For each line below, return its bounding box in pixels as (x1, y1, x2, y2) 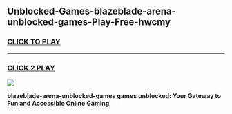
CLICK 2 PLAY (7, 63, 55, 73)
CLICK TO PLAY (7, 37, 61, 47)
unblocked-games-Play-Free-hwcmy (7, 17, 171, 28)
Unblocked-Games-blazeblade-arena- (7, 6, 176, 17)
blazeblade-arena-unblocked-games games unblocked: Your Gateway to (7, 91, 222, 99)
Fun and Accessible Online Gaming (7, 99, 110, 107)
